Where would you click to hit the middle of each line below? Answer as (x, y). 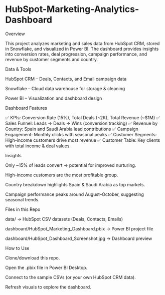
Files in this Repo (23, 209)
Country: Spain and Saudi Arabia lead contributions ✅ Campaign (72, 129)
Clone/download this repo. (33, 258)
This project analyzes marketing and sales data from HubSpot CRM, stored (82, 43)
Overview (15, 34)
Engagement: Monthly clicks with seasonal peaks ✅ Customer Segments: (81, 134)
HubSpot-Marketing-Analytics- (72, 9)
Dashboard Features (26, 108)
